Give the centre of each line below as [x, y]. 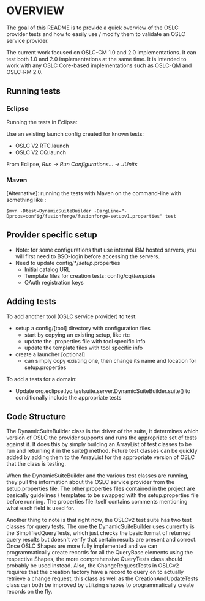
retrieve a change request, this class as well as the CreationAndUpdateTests [102, 578]
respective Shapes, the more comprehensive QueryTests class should [95, 559]
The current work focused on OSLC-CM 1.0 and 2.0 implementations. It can [102, 52]
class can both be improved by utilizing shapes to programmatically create [100, 585]
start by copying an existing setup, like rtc [77, 335]
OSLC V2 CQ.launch [40, 152]
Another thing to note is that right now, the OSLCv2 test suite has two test [99, 520]
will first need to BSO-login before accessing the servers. [88, 256]
